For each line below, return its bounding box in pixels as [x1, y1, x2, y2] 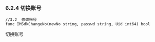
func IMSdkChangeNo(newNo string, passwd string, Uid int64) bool [5, 22, 150, 27]
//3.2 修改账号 [5, 17, 37, 22]
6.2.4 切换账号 [5, 4, 42, 11]
